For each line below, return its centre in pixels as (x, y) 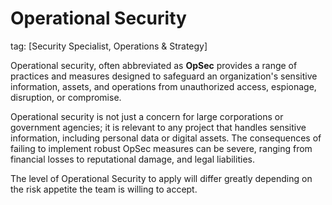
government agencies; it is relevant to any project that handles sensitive (158, 127)
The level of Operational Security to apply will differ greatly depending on (161, 178)
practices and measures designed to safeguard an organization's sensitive (164, 76)
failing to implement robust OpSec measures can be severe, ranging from (161, 148)
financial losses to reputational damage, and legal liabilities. (132, 159)
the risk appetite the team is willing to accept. (104, 189)
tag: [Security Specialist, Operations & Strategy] (109, 46)
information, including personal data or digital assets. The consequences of (166, 138)
